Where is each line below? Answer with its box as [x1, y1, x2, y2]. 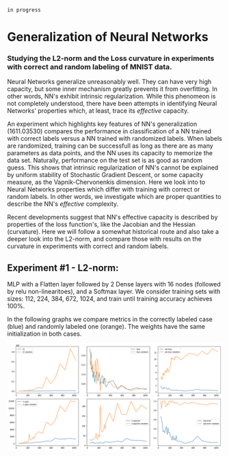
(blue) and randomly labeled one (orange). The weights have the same [7, 323, 206, 331]
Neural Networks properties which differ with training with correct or [7, 185, 200, 193]
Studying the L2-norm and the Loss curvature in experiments [7, 54, 215, 64]
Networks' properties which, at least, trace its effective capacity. [7, 107, 189, 115]
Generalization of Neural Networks [7, 29, 208, 45]
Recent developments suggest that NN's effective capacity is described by [7, 213, 218, 222]
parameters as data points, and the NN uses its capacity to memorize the [7, 149, 213, 157]
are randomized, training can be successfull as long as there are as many [7, 142, 213, 150]
